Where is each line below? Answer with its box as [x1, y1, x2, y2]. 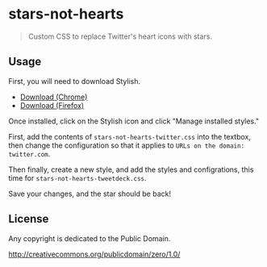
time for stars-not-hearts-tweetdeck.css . [8, 173, 147, 182]
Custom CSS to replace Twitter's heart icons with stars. [27, 31, 212, 41]
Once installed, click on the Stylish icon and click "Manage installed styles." [8, 116, 260, 126]
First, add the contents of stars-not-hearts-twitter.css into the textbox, [8, 131, 252, 141]
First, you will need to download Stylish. [8, 76, 141, 86]
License [8, 212, 49, 226]
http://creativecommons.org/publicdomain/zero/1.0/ [8, 249, 181, 259]
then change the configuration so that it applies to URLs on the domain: [8, 140, 245, 150]
